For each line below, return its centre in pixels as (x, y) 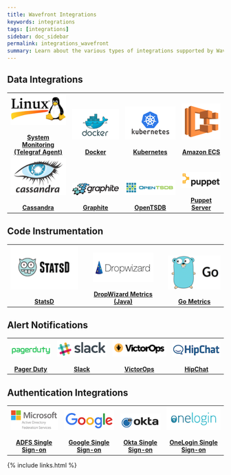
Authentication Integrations (68, 393)
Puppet (201, 201)
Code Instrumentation (55, 231)
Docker (96, 152)
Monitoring (38, 144)
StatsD (44, 302)
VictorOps (139, 369)
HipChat (197, 369)
